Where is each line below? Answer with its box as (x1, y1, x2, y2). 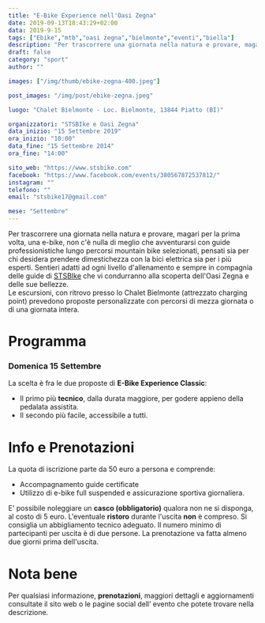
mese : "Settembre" (8, 207, 69, 216)
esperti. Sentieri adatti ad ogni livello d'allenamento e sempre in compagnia (8, 262, 253, 272)
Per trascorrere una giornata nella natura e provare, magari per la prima (8, 229, 241, 238)
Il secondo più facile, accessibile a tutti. (19, 410, 148, 420)
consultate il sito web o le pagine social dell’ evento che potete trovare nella (8, 599, 255, 609)
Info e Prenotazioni (8, 438, 135, 456)
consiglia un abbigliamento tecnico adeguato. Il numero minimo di (8, 520, 222, 530)
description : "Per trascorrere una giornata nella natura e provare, (8, 41, 242, 49)
